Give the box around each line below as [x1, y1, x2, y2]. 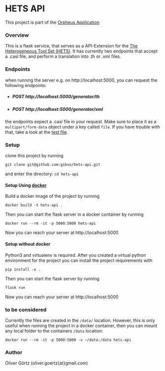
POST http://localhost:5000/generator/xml [12, 106, 103, 112]
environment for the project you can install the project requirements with [5, 257, 153, 263]
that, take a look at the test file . [5, 129, 68, 135]
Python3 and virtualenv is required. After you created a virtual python [5, 252, 146, 258]
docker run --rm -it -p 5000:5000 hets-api [5, 221, 96, 226]
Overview [5, 32, 29, 39]
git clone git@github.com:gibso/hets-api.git [5, 162, 100, 167]
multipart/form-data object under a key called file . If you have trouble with [5, 124, 161, 130]
